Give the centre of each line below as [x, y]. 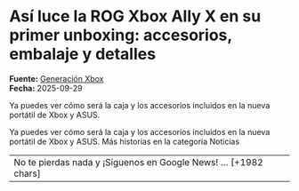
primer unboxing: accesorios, [121, 35]
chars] [28, 173]
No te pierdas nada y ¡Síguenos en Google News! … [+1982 [139, 162]
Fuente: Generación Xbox [57, 78]
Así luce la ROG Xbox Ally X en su [135, 16]
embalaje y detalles [83, 54]
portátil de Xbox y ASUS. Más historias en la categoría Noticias [125, 141]
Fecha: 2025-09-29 [46, 88]
